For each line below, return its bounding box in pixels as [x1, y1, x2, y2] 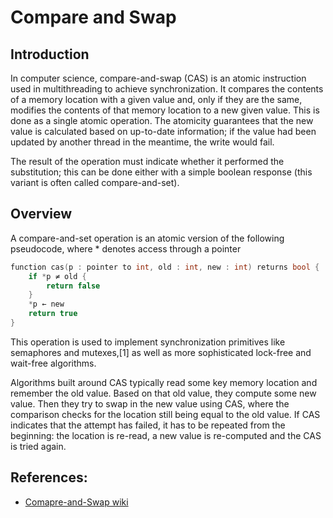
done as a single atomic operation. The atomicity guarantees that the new [10, 115, 314, 126]
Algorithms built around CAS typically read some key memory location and [10, 376, 318, 388]
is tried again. [10, 440, 67, 452]
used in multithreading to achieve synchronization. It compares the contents [10, 83, 324, 95]
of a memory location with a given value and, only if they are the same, [10, 94, 303, 105]
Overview [10, 206, 73, 223]
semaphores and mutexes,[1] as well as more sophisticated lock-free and [10, 346, 312, 358]
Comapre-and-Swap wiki [24, 496, 129, 508]
